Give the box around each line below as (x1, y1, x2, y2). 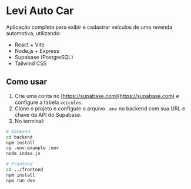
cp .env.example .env (6, 145, 59, 151)
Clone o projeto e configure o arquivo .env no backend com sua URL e (14, 104, 186, 112)
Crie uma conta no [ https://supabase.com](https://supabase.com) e (14, 92, 179, 99)
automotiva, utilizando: (6, 29, 62, 36)
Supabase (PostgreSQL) (14, 53, 73, 60)
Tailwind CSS (14, 60, 47, 67)
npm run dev (6, 177, 35, 183)
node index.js (6, 151, 41, 157)
